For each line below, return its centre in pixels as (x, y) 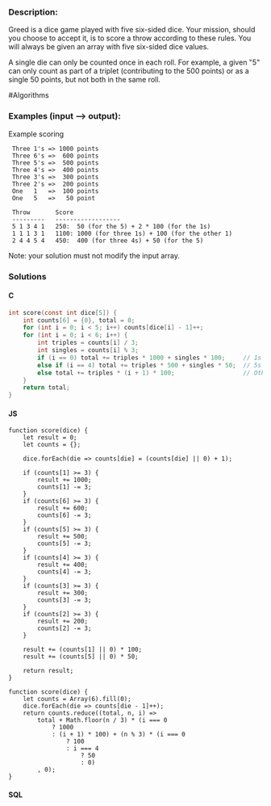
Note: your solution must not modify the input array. (94, 255)
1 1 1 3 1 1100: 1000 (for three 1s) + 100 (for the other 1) (122, 233)
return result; (48, 671)
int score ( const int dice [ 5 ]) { (63, 313)
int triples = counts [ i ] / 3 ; (88, 343)
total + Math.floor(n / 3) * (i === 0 (102, 720)
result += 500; (63, 537)
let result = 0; (50, 438)
